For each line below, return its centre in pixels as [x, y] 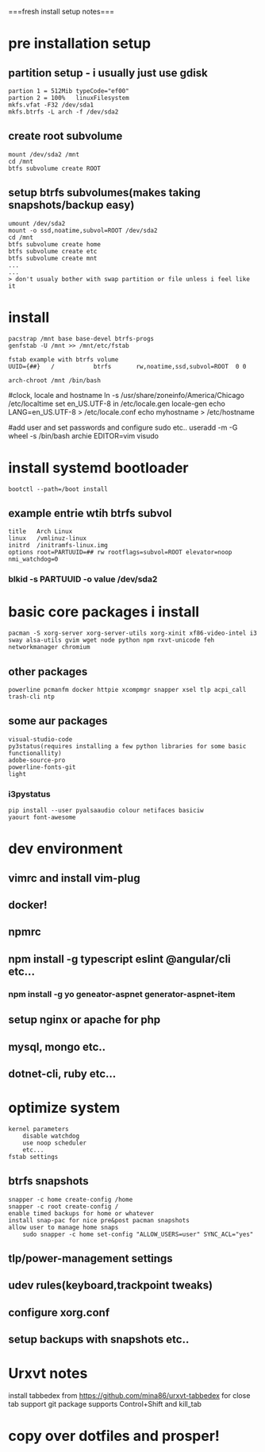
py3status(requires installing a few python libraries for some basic [127, 746]
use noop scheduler [55, 1143]
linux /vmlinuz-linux [48, 539]
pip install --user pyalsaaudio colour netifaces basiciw [106, 811]
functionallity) [35, 753]
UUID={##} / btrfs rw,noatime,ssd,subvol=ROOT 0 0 [127, 366]
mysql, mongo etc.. [57, 1047]
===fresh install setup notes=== [61, 12]
